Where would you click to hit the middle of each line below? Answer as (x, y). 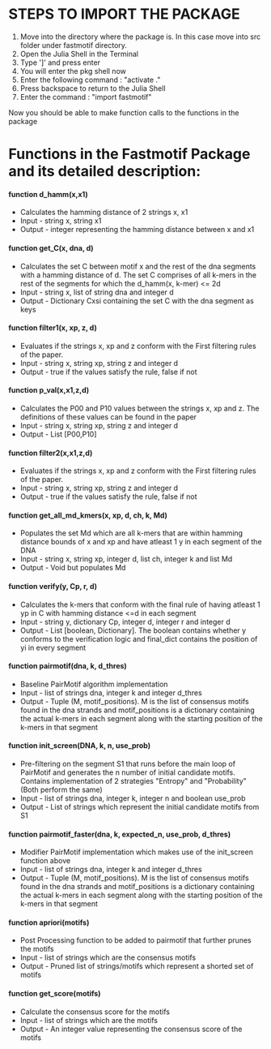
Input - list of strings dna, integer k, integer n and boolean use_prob (133, 798)
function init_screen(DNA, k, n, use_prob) (80, 746)
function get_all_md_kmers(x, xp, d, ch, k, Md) (88, 515)
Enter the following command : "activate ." (90, 80)
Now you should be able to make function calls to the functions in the (124, 112)
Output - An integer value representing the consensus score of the (131, 1029)
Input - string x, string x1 (61, 221)
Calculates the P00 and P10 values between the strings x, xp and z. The (140, 408)
